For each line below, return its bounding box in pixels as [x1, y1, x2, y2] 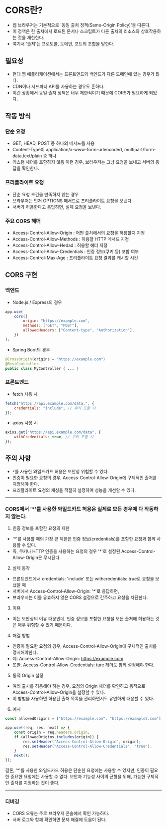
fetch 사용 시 [12, 391, 38, 397]
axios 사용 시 [12, 420, 38, 426]
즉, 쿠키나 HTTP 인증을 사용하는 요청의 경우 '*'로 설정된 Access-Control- [12, 549, 156, 554]
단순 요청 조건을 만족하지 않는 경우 [12, 191, 79, 197]
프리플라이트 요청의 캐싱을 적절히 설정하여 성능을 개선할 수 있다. [12, 487, 136, 493]
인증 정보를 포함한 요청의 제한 [12, 525, 70, 532]
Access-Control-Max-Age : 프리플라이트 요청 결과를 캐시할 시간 [12, 255, 138, 261]
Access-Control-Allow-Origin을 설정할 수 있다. [12, 689, 105, 695]
